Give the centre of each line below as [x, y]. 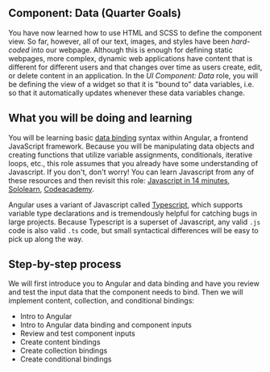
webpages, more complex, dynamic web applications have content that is [131, 58]
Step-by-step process [65, 264]
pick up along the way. [46, 239]
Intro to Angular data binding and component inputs [106, 325]
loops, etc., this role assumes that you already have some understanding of [133, 163]
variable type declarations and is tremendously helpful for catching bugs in [133, 213]
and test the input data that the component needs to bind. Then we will [126, 292]
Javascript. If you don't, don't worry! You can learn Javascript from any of [131, 172]
